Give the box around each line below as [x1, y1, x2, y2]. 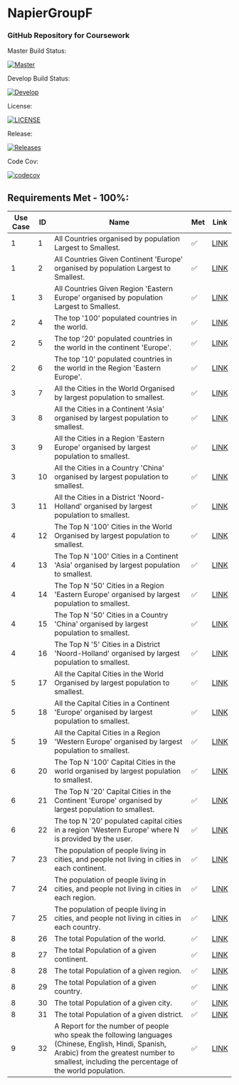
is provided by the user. [54, 834, 133, 844]
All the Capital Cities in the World [54, 669, 164, 679]
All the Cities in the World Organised [54, 384, 175, 394]
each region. [54, 893, 96, 903]
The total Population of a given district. [54, 1009, 184, 1019]
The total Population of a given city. [54, 998, 173, 1008]
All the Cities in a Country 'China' [54, 463, 165, 473]
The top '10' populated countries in [54, 355, 173, 365]
